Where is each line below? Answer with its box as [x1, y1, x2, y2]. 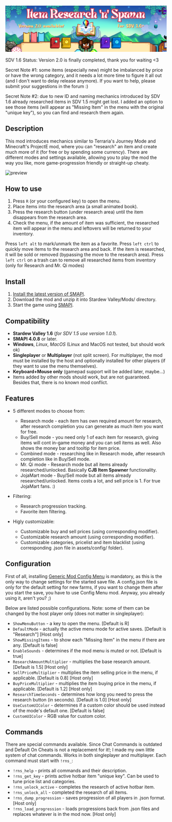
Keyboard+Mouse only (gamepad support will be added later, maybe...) [12, 368, 165, 374]
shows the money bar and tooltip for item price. [20, 445, 121, 451]
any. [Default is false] [12, 642, 58, 648]
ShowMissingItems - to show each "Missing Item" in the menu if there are [12, 636, 165, 643]
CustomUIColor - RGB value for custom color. [12, 713, 106, 719]
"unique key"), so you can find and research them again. [5, 109, 124, 115]
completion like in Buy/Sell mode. [20, 456, 91, 462]
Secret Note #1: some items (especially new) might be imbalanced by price [5, 67, 163, 73]
